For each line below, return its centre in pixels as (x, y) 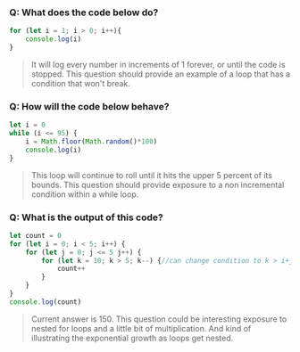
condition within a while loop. (85, 194)
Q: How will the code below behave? (89, 106)
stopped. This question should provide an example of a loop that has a (161, 74)
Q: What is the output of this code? (86, 217)
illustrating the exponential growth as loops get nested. (132, 338)
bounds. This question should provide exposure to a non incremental (158, 184)
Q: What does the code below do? (84, 12)
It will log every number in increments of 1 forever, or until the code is (158, 64)
